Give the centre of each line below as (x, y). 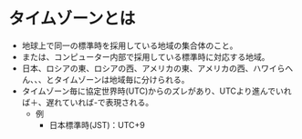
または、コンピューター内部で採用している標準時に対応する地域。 (146, 56)
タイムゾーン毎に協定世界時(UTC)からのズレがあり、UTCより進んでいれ (157, 91)
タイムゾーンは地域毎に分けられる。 (121, 79)
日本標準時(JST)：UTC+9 (97, 124)
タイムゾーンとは (72, 19)
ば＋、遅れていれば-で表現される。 (88, 102)
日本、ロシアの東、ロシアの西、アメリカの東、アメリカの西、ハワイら (153, 68)
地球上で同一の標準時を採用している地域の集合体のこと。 (130, 45)
